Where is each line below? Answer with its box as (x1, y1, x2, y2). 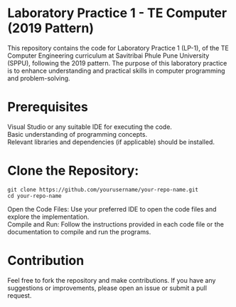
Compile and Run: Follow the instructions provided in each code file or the (7, 219, 224, 229)
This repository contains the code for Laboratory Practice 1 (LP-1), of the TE (7, 43, 229, 52)
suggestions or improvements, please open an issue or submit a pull (7, 283, 208, 292)
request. (7, 291, 32, 300)
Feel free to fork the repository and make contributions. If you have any (7, 276, 216, 284)
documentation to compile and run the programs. (7, 227, 151, 236)
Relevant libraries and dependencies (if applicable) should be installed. (7, 137, 215, 146)
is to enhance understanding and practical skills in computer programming (7, 66, 225, 75)
